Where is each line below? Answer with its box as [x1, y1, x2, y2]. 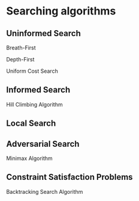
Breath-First [6, 44, 36, 51]
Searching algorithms [6, 4, 116, 18]
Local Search [6, 119, 56, 129]
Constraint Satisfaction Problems [6, 172, 133, 182]
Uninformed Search [6, 28, 81, 39]
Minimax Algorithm [6, 155, 53, 162]
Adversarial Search [6, 138, 80, 149]
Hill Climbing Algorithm [6, 100, 63, 108]
